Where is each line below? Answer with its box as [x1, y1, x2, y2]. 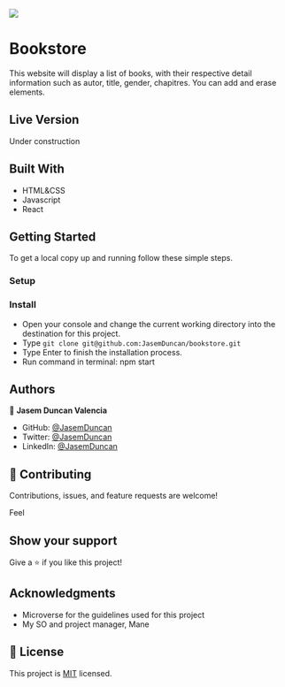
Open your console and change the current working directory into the [21, 318, 276, 329]
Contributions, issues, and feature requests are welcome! [9, 491, 219, 501]
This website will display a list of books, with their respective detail [9, 67, 252, 79]
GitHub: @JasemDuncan [21, 423, 112, 433]
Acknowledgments [9, 586, 117, 601]
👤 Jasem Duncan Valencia [9, 405, 108, 416]
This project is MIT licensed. [9, 668, 112, 678]
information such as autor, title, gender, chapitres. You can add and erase [9, 77, 277, 88]
